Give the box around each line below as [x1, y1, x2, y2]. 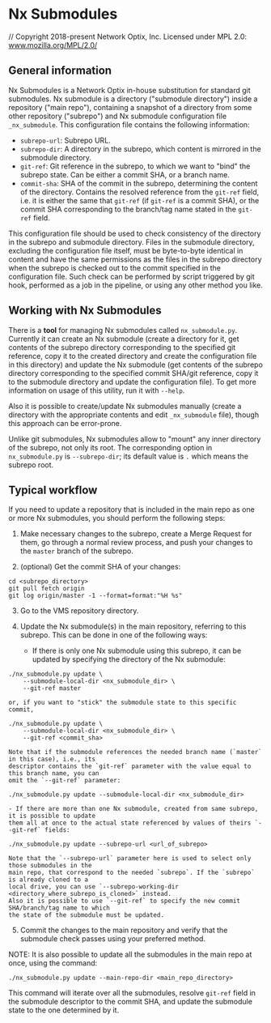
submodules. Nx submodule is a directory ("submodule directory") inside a [8, 94, 258, 104]
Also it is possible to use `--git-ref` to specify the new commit [8, 897, 241, 906]
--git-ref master [23, 684, 82, 693]
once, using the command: [8, 958, 98, 968]
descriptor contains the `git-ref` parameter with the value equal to [8, 762, 252, 770]
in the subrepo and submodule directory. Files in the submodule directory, [8, 237, 255, 247]
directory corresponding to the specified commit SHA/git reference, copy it [8, 368, 259, 377]
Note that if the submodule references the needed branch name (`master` [8, 748, 263, 757]
